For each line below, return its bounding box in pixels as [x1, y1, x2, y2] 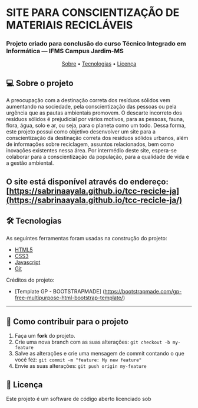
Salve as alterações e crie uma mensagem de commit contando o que [14, 350, 184, 357]
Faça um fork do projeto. [14, 332, 75, 340]
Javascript [14, 259, 41, 266]
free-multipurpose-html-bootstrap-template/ [14, 294, 124, 301]
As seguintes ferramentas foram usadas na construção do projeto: [6, 234, 167, 241]
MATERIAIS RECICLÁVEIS [6, 18, 133, 32]
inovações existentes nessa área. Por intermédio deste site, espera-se [6, 147, 177, 154]
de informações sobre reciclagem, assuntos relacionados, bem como [6, 141, 174, 148]
